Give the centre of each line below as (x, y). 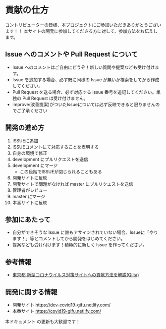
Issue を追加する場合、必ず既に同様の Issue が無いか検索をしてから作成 (86, 79)
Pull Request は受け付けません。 (55, 98)
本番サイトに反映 (30, 202)
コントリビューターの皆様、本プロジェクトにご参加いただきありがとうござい (83, 25)
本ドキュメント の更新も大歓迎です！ (43, 322)
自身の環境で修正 (30, 153)
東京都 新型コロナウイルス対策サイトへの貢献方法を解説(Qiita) (76, 275)
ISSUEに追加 (25, 140)
